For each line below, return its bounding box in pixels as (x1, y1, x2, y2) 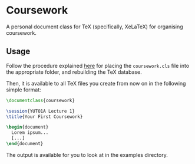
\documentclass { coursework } (6, 97, 75, 103)
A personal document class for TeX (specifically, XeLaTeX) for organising (6, 23, 184, 30)
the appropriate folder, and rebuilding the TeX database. (6, 68, 143, 76)
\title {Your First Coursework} (6, 113, 83, 120)
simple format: (6, 86, 41, 93)
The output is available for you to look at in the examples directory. (6, 151, 168, 158)
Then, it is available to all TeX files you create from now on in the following (6, 80, 186, 87)
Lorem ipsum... (11, 130, 49, 136)
